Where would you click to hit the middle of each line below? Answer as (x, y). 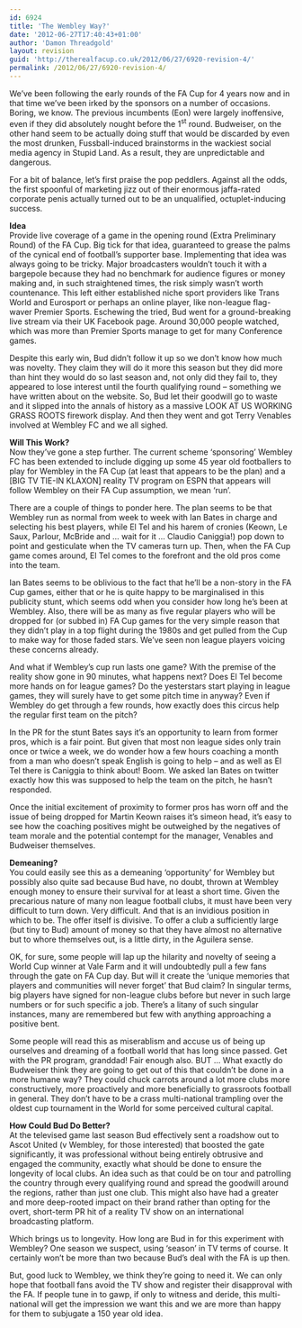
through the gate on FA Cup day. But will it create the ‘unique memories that (150, 976)
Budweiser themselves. (53, 845)
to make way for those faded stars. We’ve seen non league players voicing (147, 639)
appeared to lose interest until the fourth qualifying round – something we (145, 386)
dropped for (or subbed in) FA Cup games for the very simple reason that (145, 620)
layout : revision (42, 51)
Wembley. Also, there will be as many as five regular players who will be (142, 611)
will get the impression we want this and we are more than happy (160, 1304)
